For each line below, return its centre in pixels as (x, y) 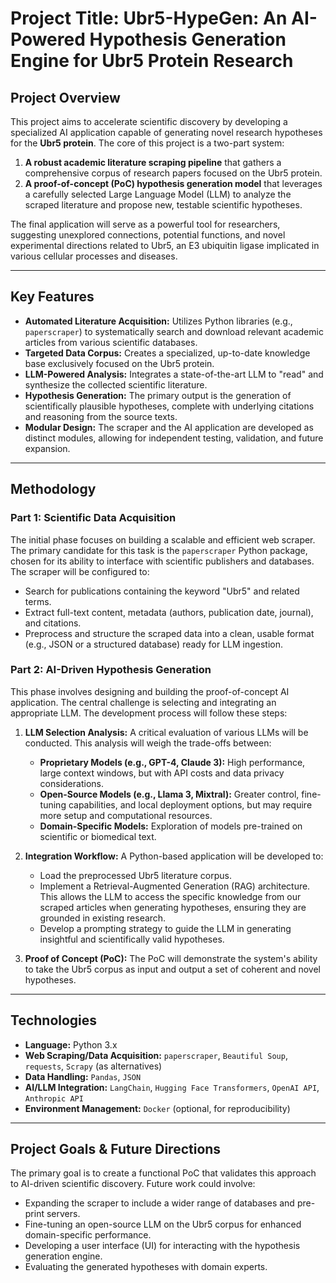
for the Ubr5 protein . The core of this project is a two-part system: (147, 143)
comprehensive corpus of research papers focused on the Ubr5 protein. (173, 173)
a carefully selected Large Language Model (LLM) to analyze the (158, 194)
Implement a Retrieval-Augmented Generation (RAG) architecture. (175, 886)
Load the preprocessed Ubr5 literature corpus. (135, 875)
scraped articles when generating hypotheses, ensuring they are (173, 907)
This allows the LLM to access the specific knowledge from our (170, 896)
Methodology (53, 489)
